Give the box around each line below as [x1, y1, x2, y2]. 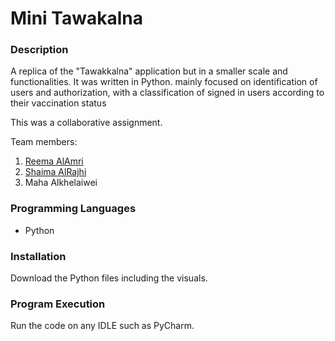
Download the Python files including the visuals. [10, 272, 208, 284]
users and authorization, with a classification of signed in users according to [10, 87, 325, 99]
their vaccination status [10, 97, 107, 109]
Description [10, 43, 69, 57]
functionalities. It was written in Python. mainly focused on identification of [10, 76, 318, 88]
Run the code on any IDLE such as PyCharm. [10, 320, 195, 332]
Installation [10, 249, 67, 263]
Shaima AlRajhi [24, 166, 87, 178]
